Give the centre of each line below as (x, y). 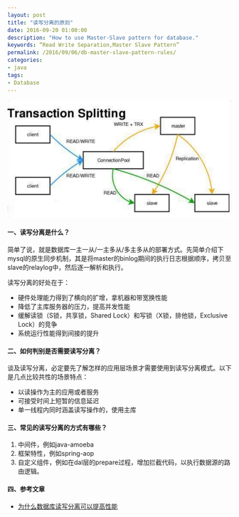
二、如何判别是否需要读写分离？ (54, 351)
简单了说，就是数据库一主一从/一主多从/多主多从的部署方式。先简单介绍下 (116, 250)
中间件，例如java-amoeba (56, 444)
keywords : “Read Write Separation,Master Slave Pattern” (94, 45)
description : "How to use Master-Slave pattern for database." (103, 38)
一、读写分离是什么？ (38, 232)
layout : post (27, 15)
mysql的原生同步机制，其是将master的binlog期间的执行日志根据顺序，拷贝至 (119, 258)
